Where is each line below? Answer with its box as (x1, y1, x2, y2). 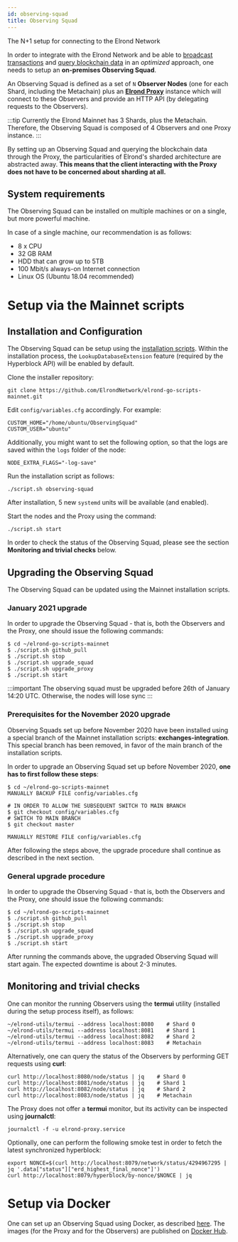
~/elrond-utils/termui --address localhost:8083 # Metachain (7, 1039, 202, 1046)
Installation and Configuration (7, 325, 143, 337)
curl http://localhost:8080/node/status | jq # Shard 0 (7, 1073, 186, 1080)
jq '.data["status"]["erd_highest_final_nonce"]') (7, 1165, 161, 1173)
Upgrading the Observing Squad (7, 567, 154, 579)
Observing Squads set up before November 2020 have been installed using (7, 725, 229, 734)
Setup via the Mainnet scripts (7, 297, 185, 313)
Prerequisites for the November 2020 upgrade (7, 710, 171, 720)
